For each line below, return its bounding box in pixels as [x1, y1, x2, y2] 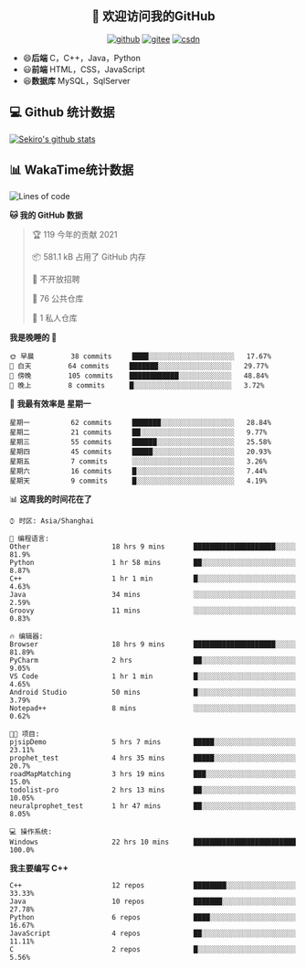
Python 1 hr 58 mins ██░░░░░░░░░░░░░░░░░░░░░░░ [9, 559, 297, 568]
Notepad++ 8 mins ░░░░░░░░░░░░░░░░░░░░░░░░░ [9, 704, 297, 713]
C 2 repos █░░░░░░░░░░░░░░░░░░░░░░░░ [9, 945, 297, 954]
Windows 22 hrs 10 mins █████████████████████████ [9, 837, 297, 847]
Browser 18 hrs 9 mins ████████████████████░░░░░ [9, 640, 297, 649]
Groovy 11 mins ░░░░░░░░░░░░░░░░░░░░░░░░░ [9, 606, 297, 615]
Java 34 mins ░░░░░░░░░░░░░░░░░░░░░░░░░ [9, 591, 297, 600]
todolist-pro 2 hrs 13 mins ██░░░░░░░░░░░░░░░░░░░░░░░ [9, 785, 297, 795]
